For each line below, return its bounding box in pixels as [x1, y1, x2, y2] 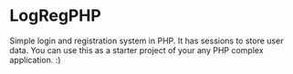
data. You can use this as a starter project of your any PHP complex [9, 44, 264, 55]
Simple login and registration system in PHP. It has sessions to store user [9, 35, 284, 46]
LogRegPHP [9, 5, 102, 26]
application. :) [9, 54, 61, 65]
